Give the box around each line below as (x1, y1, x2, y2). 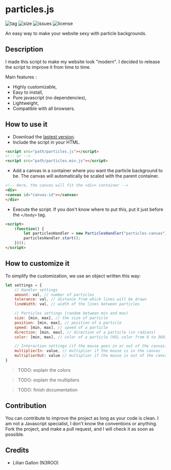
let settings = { (5, 283, 42, 288)
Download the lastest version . (12, 133, 75, 140)
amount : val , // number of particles (14, 292, 95, 297)
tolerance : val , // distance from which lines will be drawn (14, 297, 147, 302)
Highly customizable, (12, 84, 57, 90)
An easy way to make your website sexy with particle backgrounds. (5, 30, 147, 36)
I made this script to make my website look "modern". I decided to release (5, 59, 160, 65)
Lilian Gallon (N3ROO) (12, 459, 59, 465)
